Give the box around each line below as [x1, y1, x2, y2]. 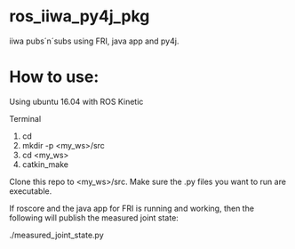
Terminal [9, 113, 42, 124]
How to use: [9, 67, 100, 87]
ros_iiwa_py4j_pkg [9, 6, 150, 27]
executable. [9, 185, 52, 197]
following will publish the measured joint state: [9, 212, 179, 223]
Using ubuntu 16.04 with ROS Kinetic [9, 96, 144, 107]
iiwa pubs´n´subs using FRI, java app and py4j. [9, 36, 179, 46]
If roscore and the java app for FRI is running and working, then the [9, 203, 255, 213]
